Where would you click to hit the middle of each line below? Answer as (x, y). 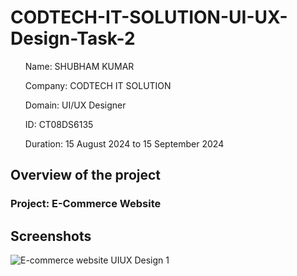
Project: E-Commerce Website (86, 204)
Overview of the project (86, 175)
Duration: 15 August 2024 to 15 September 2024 (124, 143)
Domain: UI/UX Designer (75, 105)
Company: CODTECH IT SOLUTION (98, 85)
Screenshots (51, 236)
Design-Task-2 (73, 38)
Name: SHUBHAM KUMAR (79, 66)
